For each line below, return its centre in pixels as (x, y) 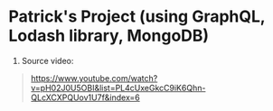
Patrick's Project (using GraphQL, (137, 17)
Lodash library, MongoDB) (109, 36)
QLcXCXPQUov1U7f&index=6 (85, 97)
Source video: (47, 60)
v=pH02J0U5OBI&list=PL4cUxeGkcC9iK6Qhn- (118, 88)
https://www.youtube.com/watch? (94, 78)
